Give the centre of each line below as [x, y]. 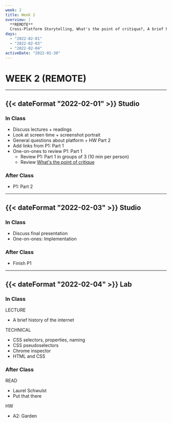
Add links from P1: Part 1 [38, 146]
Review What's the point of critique [57, 162]
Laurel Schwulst [30, 391]
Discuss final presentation [40, 234]
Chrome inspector [32, 351]
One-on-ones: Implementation [45, 239]
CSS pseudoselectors [36, 345]
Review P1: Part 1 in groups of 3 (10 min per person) [75, 157]
